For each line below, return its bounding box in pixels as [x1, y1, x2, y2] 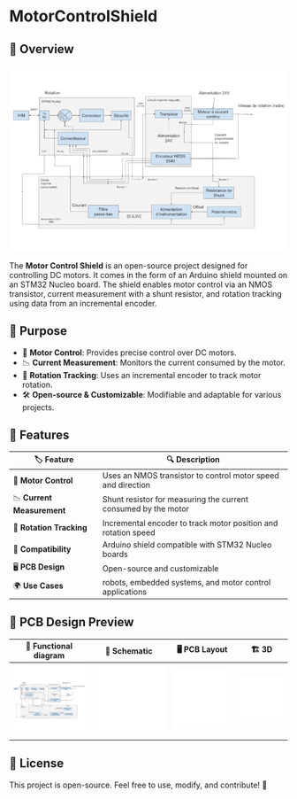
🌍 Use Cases [12, 580, 64, 591]
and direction [102, 480, 151, 491]
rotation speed [102, 527, 156, 538]
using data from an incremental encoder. [9, 298, 157, 308]
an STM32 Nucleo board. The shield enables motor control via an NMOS [9, 279, 273, 290]
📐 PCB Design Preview [9, 615, 134, 630]
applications [102, 586, 148, 597]
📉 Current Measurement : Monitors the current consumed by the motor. [21, 357, 286, 368]
